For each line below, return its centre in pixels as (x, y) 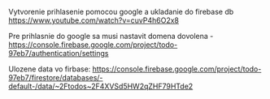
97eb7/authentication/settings (59, 53)
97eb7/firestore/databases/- (56, 77)
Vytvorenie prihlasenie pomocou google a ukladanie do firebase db (121, 12)
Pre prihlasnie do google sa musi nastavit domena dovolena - (111, 36)
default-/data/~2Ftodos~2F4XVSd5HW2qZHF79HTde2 (101, 86)
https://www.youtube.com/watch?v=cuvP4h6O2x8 (94, 20)
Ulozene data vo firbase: (50, 69)
